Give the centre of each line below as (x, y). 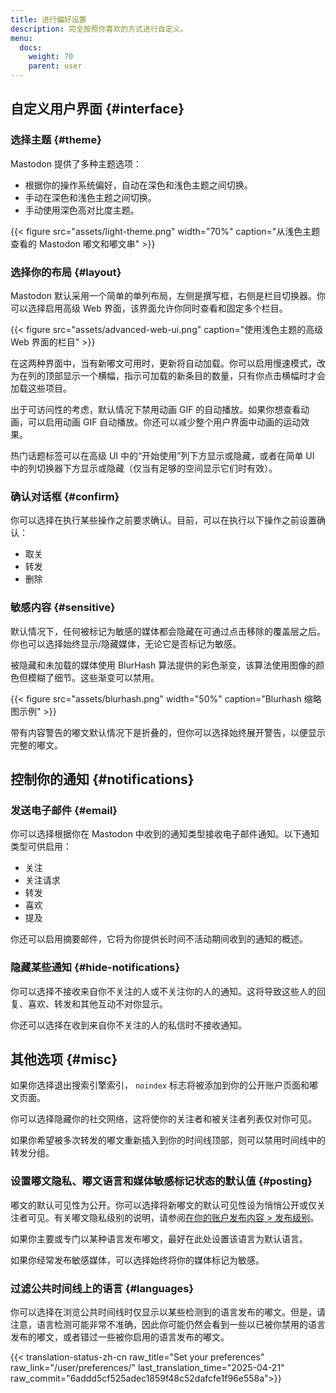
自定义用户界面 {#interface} (97, 109)
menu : (21, 38)
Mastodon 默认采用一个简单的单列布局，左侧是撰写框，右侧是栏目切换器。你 (168, 295)
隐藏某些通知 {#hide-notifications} (95, 968)
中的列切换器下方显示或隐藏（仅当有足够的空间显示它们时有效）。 (144, 468)
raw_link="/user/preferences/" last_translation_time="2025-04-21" (147, 1367)
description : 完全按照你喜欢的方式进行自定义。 (99, 29)
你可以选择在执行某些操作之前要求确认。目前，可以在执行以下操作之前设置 (163, 520)
